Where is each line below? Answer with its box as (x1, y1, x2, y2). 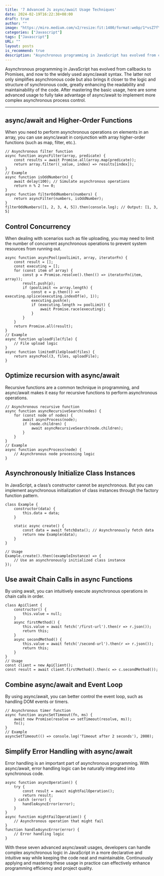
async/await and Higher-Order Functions (5, 116, 133, 124)
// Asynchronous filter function (5, 149, 73, 154)
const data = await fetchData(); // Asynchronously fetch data (22, 528, 154, 533)
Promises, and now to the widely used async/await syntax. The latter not (5, 72, 151, 77)
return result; (22, 793, 54, 798)
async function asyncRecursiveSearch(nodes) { (5, 409, 102, 414)
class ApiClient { (5, 603, 42, 608)
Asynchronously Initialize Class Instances (5, 469, 136, 478)
